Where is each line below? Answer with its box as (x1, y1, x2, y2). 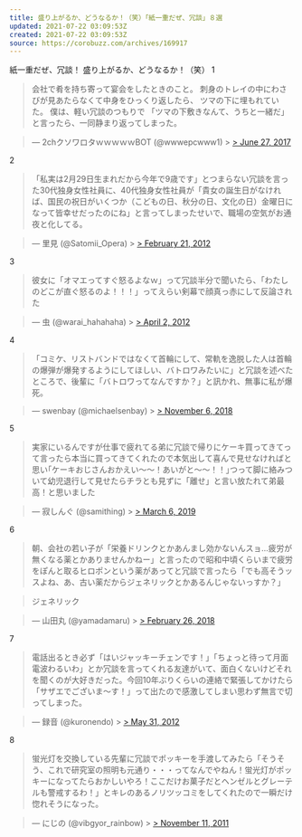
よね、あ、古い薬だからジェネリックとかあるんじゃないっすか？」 (39, 576, 286, 588)
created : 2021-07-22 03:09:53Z (9, 30, 127, 39)
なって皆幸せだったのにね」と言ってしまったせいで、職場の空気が (31, 207, 276, 218)
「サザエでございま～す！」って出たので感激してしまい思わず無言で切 (31, 686, 293, 697)
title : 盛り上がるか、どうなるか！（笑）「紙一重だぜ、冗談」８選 (9, 13, 223, 23)
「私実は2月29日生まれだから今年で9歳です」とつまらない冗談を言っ (31, 174, 289, 185)
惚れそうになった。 (31, 798, 104, 810)
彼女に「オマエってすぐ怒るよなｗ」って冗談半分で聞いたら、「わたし (31, 275, 289, 286)
